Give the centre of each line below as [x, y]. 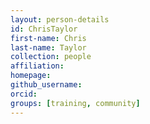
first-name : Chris [48, 38]
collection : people [51, 57]
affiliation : [37, 66]
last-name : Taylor [48, 47]
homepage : [31, 76]
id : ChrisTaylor [44, 29]
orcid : [24, 94]
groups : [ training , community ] [75, 103]
